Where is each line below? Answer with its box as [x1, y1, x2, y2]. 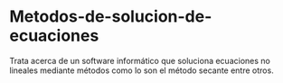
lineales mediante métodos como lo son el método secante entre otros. [9, 65, 274, 76]
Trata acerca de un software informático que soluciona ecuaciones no [9, 55, 271, 66]
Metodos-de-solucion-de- [9, 6, 212, 27]
